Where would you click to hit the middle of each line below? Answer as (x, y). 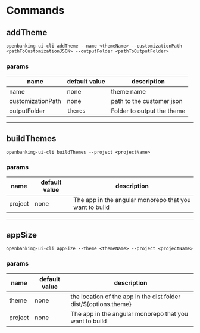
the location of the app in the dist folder (126, 297)
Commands (35, 10)
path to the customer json (147, 101)
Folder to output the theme (148, 111)
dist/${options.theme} (101, 304)
